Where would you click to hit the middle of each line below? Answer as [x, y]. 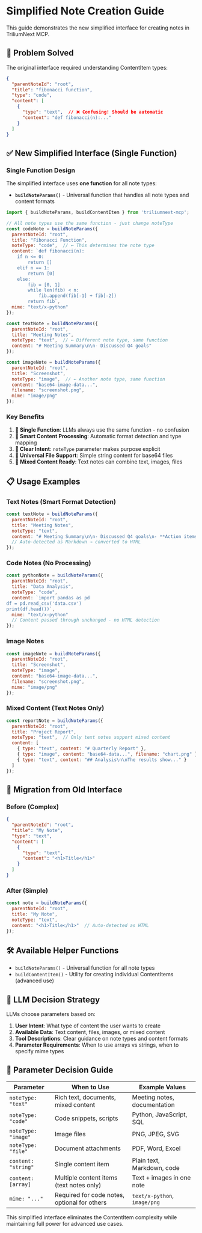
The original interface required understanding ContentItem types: [87, 67]
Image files [70, 1134]
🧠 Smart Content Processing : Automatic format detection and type [98, 436]
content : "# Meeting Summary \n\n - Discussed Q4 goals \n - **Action [96, 536]
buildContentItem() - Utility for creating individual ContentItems [94, 974]
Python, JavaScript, [160, 1115]
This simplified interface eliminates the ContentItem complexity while [92, 1217]
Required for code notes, [90, 1195]
